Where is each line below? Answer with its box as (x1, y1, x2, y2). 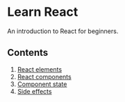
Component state (17, 80, 67, 88)
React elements (17, 65, 62, 73)
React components (17, 72, 72, 81)
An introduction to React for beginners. (7, 27, 119, 35)
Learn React (7, 4, 78, 20)
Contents (7, 47, 49, 59)
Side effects (17, 87, 52, 95)
